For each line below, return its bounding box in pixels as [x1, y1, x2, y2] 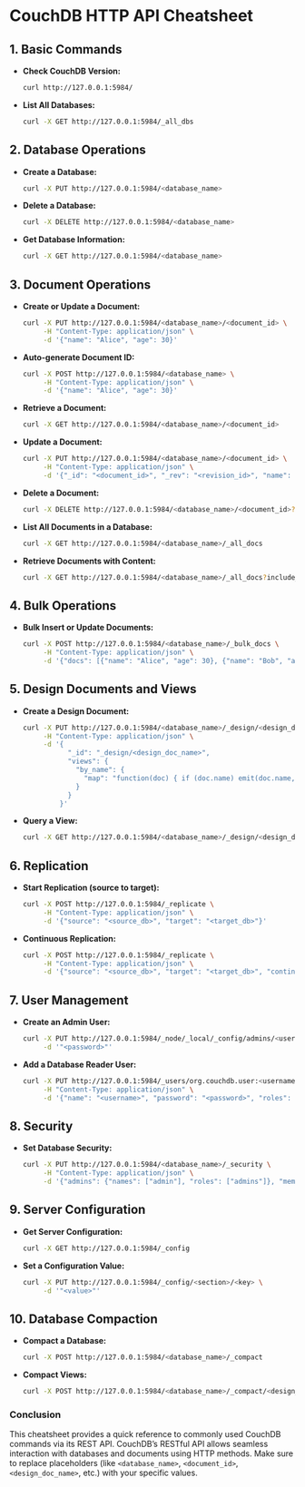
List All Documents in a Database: [22, 521, 152, 532]
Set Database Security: [22, 1142, 113, 1153]
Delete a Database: [22, 201, 96, 211]
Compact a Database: [22, 1335, 107, 1346]
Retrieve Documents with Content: [22, 555, 156, 566]
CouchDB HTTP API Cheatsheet [9, 5, 254, 26]
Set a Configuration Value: [22, 1260, 125, 1271]
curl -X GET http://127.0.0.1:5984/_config [22, 1244, 191, 1253]
